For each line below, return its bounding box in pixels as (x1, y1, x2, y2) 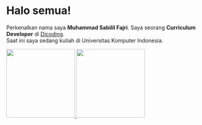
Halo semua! (6, 4, 71, 18)
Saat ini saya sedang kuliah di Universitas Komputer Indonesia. (6, 37, 164, 44)
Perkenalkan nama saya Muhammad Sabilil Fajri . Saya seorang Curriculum (6, 24, 196, 31)
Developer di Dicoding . (6, 30, 65, 37)
